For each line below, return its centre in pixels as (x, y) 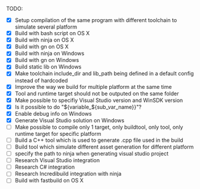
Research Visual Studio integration (57, 160)
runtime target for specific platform (58, 134)
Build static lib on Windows (48, 67)
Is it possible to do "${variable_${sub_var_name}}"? (78, 107)
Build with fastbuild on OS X (49, 181)
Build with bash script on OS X (52, 33)
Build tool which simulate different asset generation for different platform (104, 147)
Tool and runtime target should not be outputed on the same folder (97, 93)
